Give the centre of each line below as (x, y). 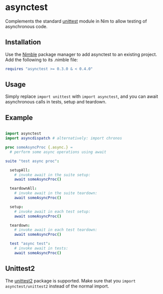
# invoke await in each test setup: (53, 211)
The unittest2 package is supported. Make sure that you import (70, 280)
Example (19, 118)
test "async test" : (30, 244)
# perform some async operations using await (58, 152)
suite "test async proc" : (32, 161)
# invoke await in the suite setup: (53, 175)
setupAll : (20, 170)
